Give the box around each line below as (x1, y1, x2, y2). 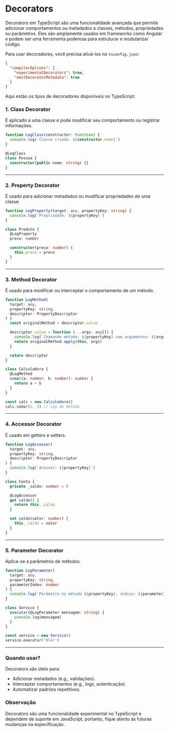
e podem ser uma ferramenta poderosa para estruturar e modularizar (5, 36, 149, 42)
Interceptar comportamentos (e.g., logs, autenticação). (12, 681, 127, 687)
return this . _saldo (14, 502, 55, 508)
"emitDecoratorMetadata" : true (14, 75, 80, 80)
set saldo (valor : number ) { (10, 516, 69, 521)
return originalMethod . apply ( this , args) (14, 339, 102, 344)
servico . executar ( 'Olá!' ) (5, 638, 59, 643)
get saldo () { (10, 497, 39, 502)
